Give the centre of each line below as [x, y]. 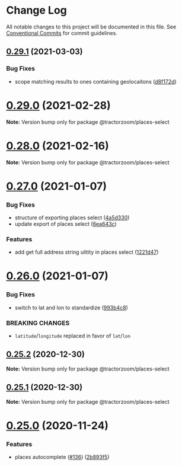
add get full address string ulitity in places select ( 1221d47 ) [87, 252]
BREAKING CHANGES [38, 323]
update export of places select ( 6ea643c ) [66, 224]
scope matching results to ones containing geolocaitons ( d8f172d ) [95, 81]
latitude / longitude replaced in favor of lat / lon [73, 336]
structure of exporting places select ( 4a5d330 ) [72, 218]
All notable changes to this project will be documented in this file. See [91, 27]
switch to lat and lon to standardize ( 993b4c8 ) [71, 307]
